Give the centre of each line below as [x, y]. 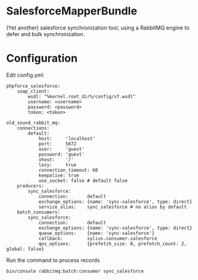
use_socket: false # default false [83, 181]
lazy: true [57, 165]
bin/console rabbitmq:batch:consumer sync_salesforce [75, 271]
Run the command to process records [53, 260]
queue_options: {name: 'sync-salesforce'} [96, 233]
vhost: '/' [56, 160]
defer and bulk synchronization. [46, 34]
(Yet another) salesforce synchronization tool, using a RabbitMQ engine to [98, 28]
